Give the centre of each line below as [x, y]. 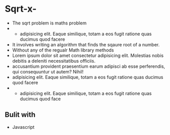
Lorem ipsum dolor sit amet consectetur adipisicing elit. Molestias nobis [88, 55]
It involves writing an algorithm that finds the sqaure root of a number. [86, 44]
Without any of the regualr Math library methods [63, 50]
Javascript [23, 127]
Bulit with [20, 115]
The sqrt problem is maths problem [49, 23]
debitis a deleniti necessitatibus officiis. [54, 61]
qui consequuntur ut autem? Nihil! [48, 71]
